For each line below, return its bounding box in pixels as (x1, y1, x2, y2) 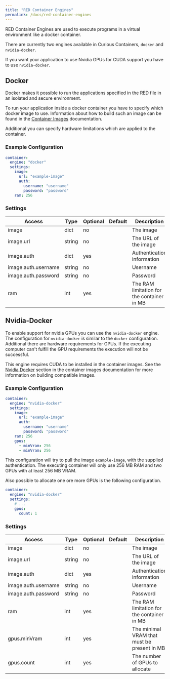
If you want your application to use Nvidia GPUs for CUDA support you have (5, 56, 163, 62)
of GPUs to (132, 659, 158, 666)
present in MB (132, 644, 165, 651)
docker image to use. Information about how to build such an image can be (5, 110, 162, 116)
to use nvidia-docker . (5, 62, 51, 68)
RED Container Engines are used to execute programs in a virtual (5, 26, 141, 32)
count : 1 (18, 511, 37, 516)
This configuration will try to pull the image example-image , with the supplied (5, 457, 163, 463)
